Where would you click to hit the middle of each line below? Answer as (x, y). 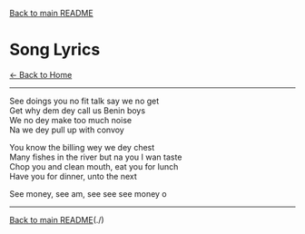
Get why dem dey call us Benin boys (78, 110)
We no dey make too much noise (71, 120)
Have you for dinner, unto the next (74, 176)
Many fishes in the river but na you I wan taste (96, 157)
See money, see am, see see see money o (89, 193)
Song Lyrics (55, 50)
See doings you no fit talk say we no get (84, 101)
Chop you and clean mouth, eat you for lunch (94, 166)
